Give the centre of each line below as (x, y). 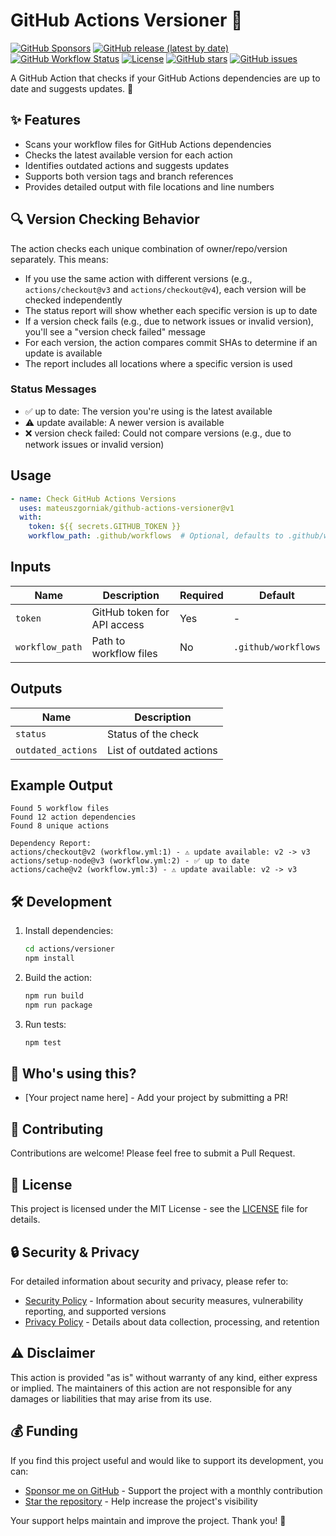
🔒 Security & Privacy (75, 1252)
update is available (63, 353)
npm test (43, 1042)
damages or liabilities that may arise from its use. (111, 1398)
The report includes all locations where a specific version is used (158, 363)
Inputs (31, 567)
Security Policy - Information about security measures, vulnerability (164, 1300)
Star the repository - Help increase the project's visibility (141, 1501)
